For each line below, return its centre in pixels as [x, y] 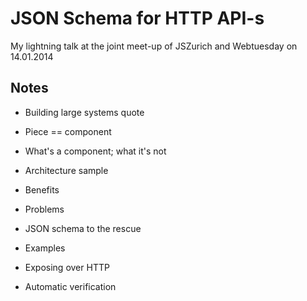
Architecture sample [66, 170]
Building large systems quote [84, 112]
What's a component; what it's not [95, 151]
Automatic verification [70, 286]
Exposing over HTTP [67, 267]
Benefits [42, 189]
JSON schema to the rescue [83, 228]
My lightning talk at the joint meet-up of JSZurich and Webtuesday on [154, 46]
